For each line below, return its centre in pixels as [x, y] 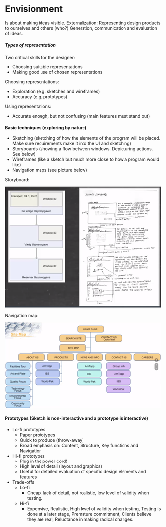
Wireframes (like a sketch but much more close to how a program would [86, 159]
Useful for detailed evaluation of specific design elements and [83, 471]
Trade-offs [23, 482]
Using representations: [28, 106]
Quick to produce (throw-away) [52, 440]
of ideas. [14, 33]
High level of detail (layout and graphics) [61, 466]
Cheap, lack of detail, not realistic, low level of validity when [88, 493]
